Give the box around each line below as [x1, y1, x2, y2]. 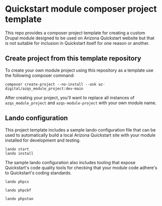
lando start [5, 147, 29, 151]
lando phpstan [5, 196, 34, 201]
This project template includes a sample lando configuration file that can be [5, 127, 156, 132]
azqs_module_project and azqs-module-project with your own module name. [5, 100, 157, 106]
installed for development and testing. [5, 137, 81, 143]
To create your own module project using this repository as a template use [5, 67, 154, 73]
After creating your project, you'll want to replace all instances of [5, 94, 135, 100]
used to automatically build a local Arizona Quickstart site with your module [5, 132, 156, 138]
